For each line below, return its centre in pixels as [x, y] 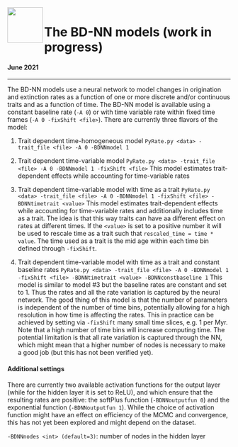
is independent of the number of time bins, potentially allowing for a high [124, 307]
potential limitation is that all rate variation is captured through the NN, [120, 338]
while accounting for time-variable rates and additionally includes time [120, 211]
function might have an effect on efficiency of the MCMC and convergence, [118, 414]
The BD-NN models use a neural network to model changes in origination [114, 90]
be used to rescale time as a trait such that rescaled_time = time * [115, 234]
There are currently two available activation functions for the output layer [114, 385]
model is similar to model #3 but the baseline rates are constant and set [122, 285]
